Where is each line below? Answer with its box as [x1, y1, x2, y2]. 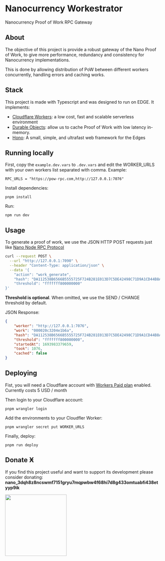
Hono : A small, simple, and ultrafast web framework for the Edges [12, 135, 146, 140]
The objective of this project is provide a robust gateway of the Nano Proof [5, 46, 157, 52]
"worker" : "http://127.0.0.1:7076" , [14, 324, 89, 329]
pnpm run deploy [5, 443, 38, 448]
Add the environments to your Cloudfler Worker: [5, 415, 103, 421]
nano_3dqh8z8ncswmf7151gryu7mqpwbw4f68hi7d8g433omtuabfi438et [5, 479, 159, 485]
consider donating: [5, 474, 43, 480]
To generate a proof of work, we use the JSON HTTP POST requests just [5, 239, 152, 245]
